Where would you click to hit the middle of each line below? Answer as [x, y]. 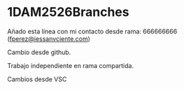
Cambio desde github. [39, 52]
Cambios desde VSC [37, 79]
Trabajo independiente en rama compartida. [71, 65]
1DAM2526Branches [68, 12]
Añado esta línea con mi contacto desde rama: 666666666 [92, 31]
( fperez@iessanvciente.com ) [49, 38]
